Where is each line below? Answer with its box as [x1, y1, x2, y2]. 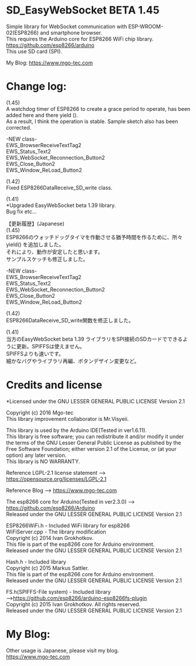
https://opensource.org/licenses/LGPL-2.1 [6, 475, 107, 482]
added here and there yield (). [6, 111, 78, 118]
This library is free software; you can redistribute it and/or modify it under [6, 433, 184, 440]
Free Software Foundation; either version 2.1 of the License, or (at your [6, 445, 177, 452]
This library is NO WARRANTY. [6, 458, 80, 465]
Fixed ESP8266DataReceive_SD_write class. [6, 184, 113, 191]
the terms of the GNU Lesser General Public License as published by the [6, 439, 181, 446]
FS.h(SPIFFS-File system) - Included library [6, 588, 111, 595]
